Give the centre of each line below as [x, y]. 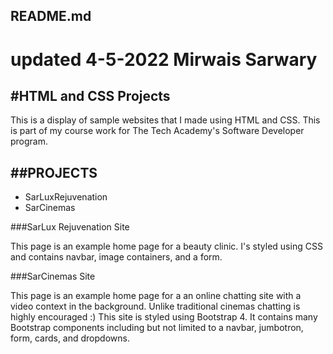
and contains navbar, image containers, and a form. [116, 257]
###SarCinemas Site [53, 276]
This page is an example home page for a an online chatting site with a [156, 296]
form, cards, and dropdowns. [70, 338]
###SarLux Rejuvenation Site [70, 227]
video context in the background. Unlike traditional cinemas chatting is [155, 306]
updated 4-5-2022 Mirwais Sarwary [164, 59]
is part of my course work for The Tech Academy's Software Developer [157, 131]
